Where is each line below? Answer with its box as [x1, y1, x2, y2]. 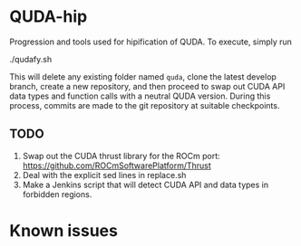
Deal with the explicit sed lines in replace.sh [22, 169, 187, 180]
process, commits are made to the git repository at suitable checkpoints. [9, 99, 280, 110]
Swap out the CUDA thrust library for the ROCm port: [22, 150, 220, 161]
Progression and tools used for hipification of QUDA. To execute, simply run [9, 36, 293, 47]
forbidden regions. [22, 188, 92, 200]
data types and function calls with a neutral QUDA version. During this [9, 90, 271, 101]
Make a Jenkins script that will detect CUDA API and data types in [22, 179, 269, 190]
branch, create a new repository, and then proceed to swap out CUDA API [9, 80, 286, 91]
